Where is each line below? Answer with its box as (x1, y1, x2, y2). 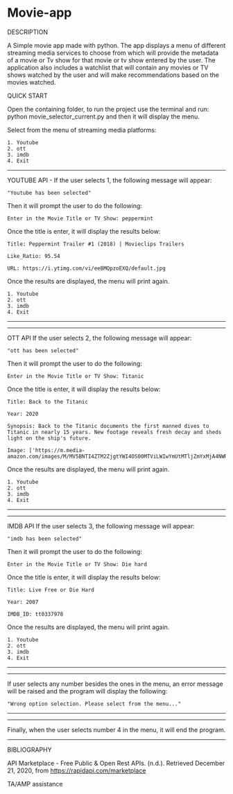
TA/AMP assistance (7, 779, 64, 788)
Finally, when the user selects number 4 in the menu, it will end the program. (7, 725, 226, 734)
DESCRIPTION (7, 28, 49, 36)
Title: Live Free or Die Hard (7, 586, 95, 594)
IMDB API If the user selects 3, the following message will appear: (7, 521, 196, 530)
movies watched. (7, 78, 56, 86)
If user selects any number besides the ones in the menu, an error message (7, 680, 223, 688)
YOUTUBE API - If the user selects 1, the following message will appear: (7, 175, 212, 184)
